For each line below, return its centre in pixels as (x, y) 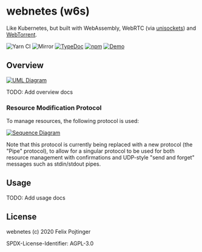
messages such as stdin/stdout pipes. (54, 164)
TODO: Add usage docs (36, 198)
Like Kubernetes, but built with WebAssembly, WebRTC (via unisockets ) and (101, 28)
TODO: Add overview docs (40, 92)
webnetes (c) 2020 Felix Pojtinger (49, 231)
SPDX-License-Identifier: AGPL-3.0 (50, 243)
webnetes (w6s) (48, 11)
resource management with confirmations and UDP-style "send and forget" (101, 158)
